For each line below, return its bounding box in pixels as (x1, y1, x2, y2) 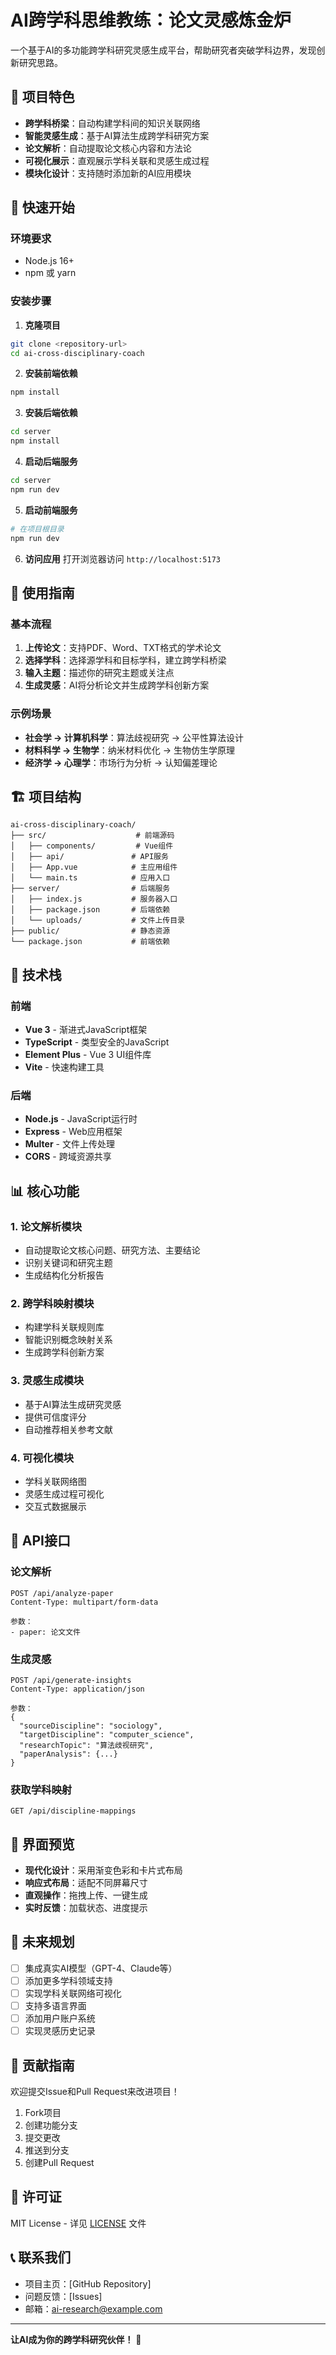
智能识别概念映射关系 (24, 1334, 113, 1346)
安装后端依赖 (24, 407, 78, 419)
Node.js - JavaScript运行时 (24, 1113, 138, 1125)
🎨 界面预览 (10, 1836, 75, 1853)
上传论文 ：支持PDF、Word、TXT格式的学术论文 (24, 642, 222, 654)
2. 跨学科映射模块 (10, 1297, 95, 1310)
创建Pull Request (24, 2157, 95, 2169)
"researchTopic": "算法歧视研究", (19, 1740, 154, 1750)
